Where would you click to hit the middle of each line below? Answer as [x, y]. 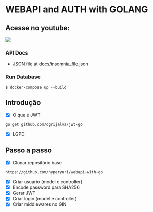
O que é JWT [26, 115]
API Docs [17, 52]
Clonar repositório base [37, 163]
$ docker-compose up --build [36, 87]
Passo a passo [29, 150]
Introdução [23, 103]
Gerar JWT [24, 193]
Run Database [23, 77]
